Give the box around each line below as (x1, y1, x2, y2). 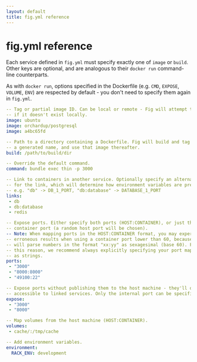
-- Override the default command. (6, 160, 91, 166)
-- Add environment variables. (6, 339, 83, 345)
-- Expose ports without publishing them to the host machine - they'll (6, 285, 188, 291)
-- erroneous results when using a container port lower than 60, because (6, 236, 193, 242)
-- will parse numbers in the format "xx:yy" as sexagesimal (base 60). (6, 242, 188, 247)
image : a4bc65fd (6, 128, 46, 134)
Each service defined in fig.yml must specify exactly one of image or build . (6, 59, 189, 66)
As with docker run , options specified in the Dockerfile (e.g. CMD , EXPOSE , (6, 83, 180, 90)
